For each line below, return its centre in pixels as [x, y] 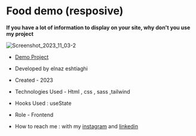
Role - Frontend [34, 115]
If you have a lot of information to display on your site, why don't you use [98, 27]
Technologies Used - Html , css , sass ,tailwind [72, 91]
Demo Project [32, 57]
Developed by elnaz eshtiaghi [51, 68]
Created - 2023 [34, 80]
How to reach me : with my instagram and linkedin [76, 126]
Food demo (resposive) [65, 11]
